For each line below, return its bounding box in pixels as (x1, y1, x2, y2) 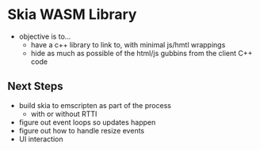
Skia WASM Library (7, 6, 137, 24)
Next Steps (7, 80, 63, 93)
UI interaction (18, 134, 63, 144)
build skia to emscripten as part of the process (18, 100, 172, 110)
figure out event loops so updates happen (18, 117, 156, 127)
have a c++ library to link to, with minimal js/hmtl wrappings (30, 39, 226, 49)
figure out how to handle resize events (18, 126, 144, 135)
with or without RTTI (30, 109, 97, 118)
